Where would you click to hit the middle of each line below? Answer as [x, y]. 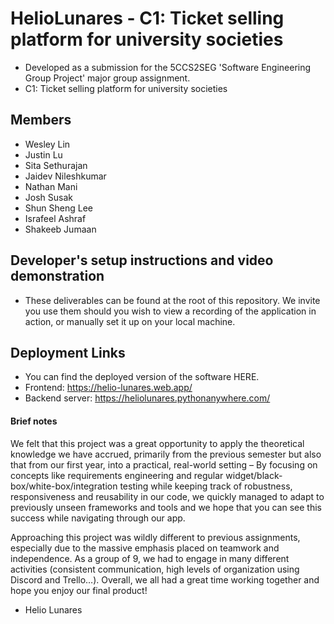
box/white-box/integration [64, 486]
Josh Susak [48, 197]
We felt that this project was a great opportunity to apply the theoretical [157, 443]
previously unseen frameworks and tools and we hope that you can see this [166, 507]
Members [41, 120]
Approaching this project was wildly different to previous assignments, [155, 537]
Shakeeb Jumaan [60, 229]
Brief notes [34, 421]
